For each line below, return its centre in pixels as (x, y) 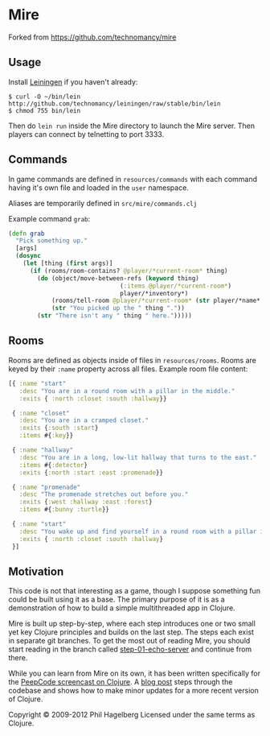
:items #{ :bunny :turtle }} (64, 510)
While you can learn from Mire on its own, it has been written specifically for (135, 673)
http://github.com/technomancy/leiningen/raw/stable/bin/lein (115, 103)
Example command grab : (49, 218)
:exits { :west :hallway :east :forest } (86, 502)
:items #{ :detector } (53, 465)
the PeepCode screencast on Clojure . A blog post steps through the (121, 682)
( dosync (29, 256)
